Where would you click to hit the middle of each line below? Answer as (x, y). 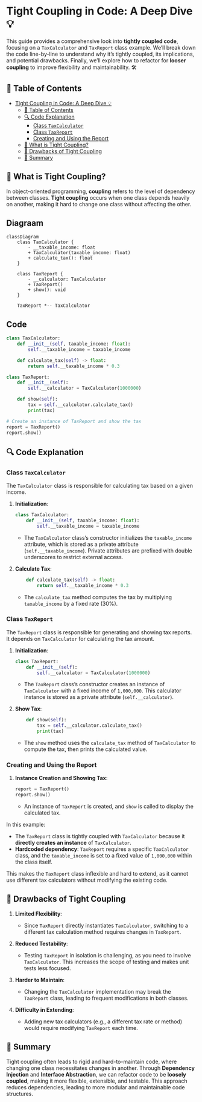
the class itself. (33, 862)
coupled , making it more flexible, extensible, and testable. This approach (97, 1081)
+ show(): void (47, 290)
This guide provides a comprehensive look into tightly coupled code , (92, 41)
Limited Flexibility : (38, 913)
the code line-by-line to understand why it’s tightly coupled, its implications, (100, 54)
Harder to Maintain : (40, 980)
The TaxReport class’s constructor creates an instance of (94, 684)
